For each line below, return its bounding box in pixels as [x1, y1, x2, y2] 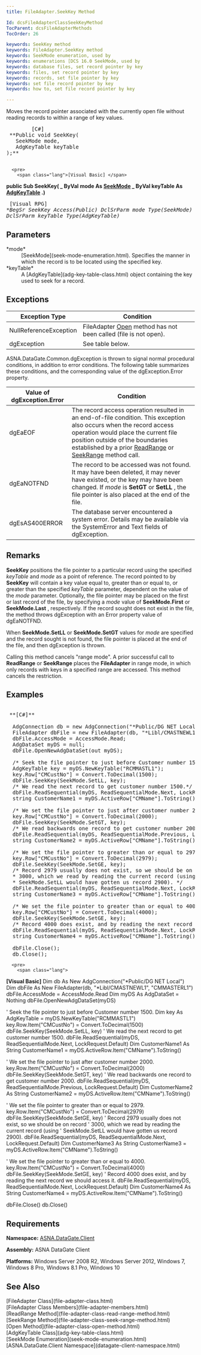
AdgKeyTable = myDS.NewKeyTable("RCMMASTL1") [6, 1015, 136, 1022]
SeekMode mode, [16, 138, 60, 144]
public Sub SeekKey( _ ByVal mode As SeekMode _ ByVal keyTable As [6, 183, 183, 190]
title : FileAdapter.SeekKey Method [6, 8, 95, 15]
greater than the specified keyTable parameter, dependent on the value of [6, 585, 188, 593]
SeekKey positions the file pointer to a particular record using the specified [6, 566, 192, 574]
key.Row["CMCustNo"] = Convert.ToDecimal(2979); [12, 855, 158, 862]
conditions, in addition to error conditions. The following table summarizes [6, 361, 190, 368]
